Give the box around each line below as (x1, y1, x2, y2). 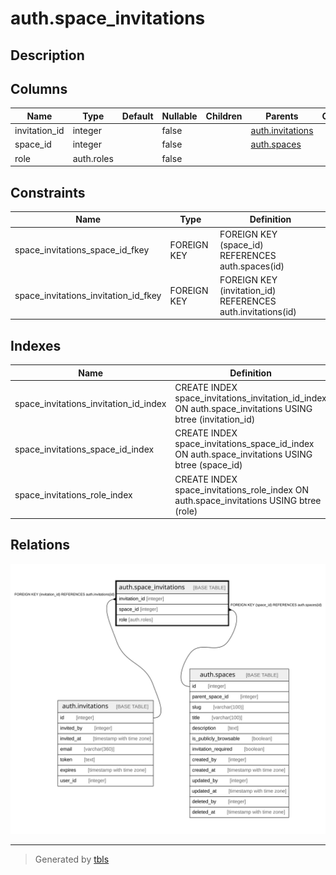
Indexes (10, 337, 62, 354)
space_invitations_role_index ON (174, 483, 310, 496)
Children (205, 110, 243, 122)
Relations (10, 537, 71, 554)
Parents (265, 110, 299, 122)
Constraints (10, 184, 86, 201)
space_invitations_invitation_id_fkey (14, 290, 162, 302)
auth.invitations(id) (219, 305, 297, 317)
